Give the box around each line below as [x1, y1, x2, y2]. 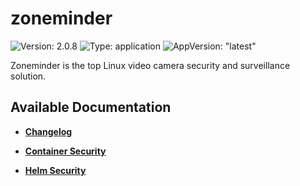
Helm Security [24, 164, 87, 176]
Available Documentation [10, 99, 172, 116]
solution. [10, 70, 47, 82]
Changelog [24, 125, 73, 137]
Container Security [24, 145, 107, 157]
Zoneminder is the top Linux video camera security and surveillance [10, 59, 291, 71]
